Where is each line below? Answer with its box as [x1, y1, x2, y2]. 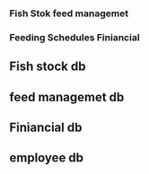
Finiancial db [9, 120, 83, 135]
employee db [9, 151, 83, 166]
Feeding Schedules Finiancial [9, 30, 141, 43]
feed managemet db [9, 89, 125, 105]
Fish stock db [9, 59, 86, 74]
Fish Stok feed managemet [9, 7, 128, 20]
